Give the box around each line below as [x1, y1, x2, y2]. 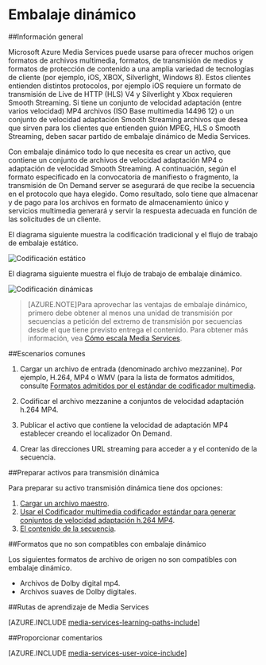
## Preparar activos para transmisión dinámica [8, 467, 160, 477]
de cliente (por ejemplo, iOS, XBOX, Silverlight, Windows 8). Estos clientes [8, 72, 252, 82]
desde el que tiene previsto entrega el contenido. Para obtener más [27, 325, 249, 334]
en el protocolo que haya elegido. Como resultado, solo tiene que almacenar [8, 189, 258, 198]
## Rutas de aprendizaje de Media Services [8, 602, 149, 612]
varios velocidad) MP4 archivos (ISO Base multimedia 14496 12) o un [8, 106, 234, 116]
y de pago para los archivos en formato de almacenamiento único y [8, 197, 229, 207]
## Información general [8, 32, 83, 41]
